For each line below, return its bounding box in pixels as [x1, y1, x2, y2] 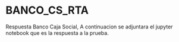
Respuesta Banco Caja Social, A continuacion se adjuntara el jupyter [5, 23, 173, 30]
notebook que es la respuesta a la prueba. [5, 29, 109, 36]
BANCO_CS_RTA [5, 4, 89, 17]
